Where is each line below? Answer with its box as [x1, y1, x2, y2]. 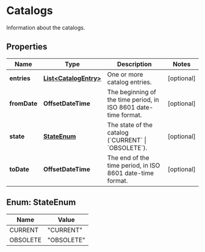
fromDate [9, 99, 38, 108]
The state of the [107, 120, 153, 129]
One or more [107, 70, 143, 78]
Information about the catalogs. [6, 24, 85, 31]
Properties [6, 42, 48, 52]
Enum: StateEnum [6, 197, 76, 208]
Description [117, 59, 152, 68]
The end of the [107, 154, 149, 162]
